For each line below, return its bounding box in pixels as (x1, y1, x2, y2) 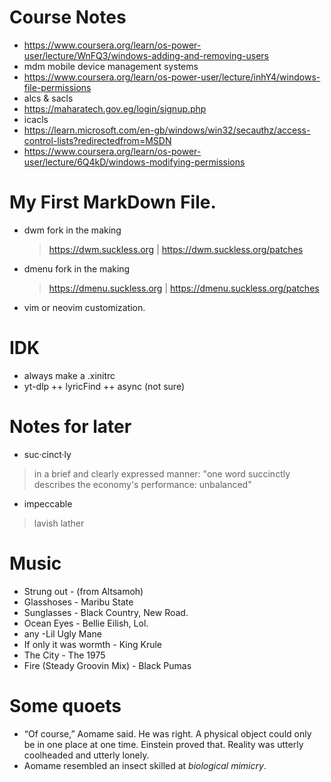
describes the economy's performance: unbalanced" (33, 478, 252, 490)
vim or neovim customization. (23, 301, 146, 313)
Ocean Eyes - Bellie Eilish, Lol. (23, 617, 149, 629)
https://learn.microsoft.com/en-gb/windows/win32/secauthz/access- (23, 124, 311, 136)
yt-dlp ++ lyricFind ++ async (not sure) (23, 380, 186, 392)
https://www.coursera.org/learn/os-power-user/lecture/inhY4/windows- (23, 71, 321, 83)
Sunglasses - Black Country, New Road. (23, 606, 189, 618)
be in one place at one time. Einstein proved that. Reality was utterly (23, 738, 304, 750)
